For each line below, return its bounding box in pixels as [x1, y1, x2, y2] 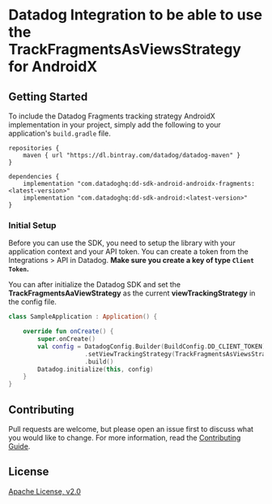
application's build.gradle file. [8, 128, 111, 138]
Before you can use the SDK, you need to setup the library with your [8, 238, 236, 248]
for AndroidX [8, 58, 98, 76]
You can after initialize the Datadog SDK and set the [8, 280, 181, 290]
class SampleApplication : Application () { [8, 312, 158, 321]
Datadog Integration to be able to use [8, 6, 263, 24]
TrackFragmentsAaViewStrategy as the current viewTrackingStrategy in [8, 288, 256, 298]
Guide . [8, 441, 31, 451]
